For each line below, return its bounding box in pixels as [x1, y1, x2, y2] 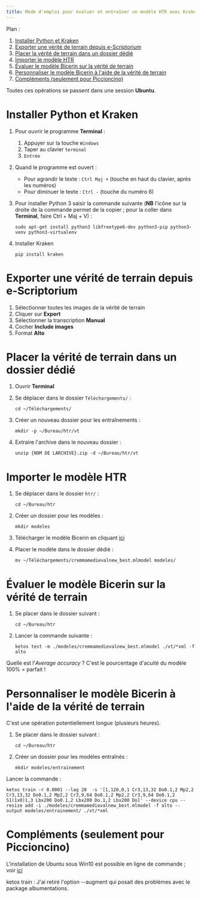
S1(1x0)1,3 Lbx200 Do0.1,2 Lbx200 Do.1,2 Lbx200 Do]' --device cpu [6, 797, 178, 804]
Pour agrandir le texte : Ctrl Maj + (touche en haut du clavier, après [23, 175, 191, 182]
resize [6, 803, 23, 809]
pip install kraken [14, 251, 64, 257]
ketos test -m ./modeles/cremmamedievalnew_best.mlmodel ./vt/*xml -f [14, 644, 195, 650]
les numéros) [23, 181, 57, 189]
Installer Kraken [14, 239, 54, 247]
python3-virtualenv [28, 229, 77, 235]
